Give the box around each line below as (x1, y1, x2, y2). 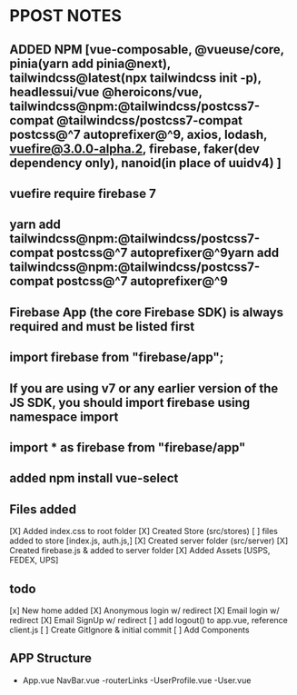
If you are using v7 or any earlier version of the (9, 381, 279, 396)
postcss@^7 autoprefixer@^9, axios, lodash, (9, 126, 268, 142)
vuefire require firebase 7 (9, 185, 156, 201)
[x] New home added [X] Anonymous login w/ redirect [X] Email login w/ (9, 605, 280, 616)
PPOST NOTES (9, 5, 123, 26)
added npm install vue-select (9, 471, 179, 486)
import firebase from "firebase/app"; (9, 350, 224, 365)
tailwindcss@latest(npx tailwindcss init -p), (9, 70, 262, 85)
